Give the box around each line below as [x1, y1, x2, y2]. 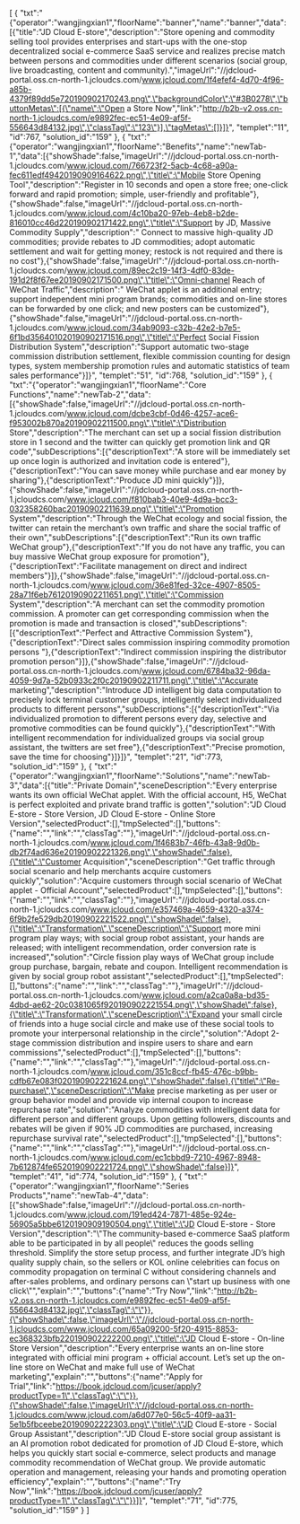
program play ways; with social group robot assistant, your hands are [9, 933, 265, 943]
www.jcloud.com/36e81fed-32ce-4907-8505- [90, 580, 261, 591]
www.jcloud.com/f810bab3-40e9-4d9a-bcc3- [66, 494, 239, 504]
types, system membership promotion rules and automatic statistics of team [9, 361, 290, 371]
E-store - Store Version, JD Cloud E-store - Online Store [9, 809, 216, 819]
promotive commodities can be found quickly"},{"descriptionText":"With [9, 723, 276, 733]
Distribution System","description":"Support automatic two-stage [9, 341, 249, 352]
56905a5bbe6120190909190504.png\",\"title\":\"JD [9, 1219, 195, 1229]
